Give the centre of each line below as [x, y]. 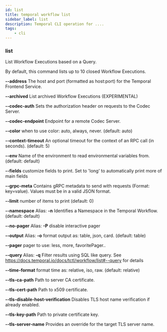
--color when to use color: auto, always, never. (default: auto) [69, 131]
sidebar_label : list [27, 19]
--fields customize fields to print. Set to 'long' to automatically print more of [83, 171]
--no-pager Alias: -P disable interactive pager [53, 226]
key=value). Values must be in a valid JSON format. [58, 191]
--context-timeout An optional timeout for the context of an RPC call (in [80, 141]
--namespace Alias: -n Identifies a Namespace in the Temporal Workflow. [82, 211]
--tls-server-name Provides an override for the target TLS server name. [80, 324]
